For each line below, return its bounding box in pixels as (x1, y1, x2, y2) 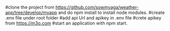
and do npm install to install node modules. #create (58, 9, 165, 15)
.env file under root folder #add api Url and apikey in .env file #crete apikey (5, 15, 162, 20)
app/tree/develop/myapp (5, 9, 57, 15)
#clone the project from (5, 4, 55, 10)
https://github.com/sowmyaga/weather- (55, 4, 139, 10)
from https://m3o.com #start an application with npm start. (5, 20, 128, 26)
